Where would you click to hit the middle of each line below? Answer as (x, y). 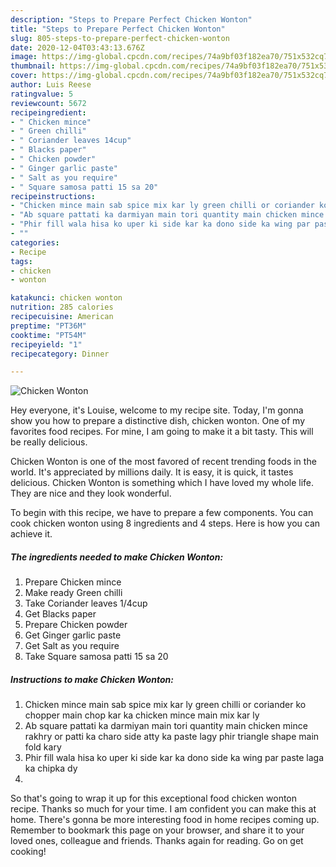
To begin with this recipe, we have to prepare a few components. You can (162, 513)
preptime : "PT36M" (48, 326)
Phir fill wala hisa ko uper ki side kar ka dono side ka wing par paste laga (174, 758)
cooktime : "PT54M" (48, 335)
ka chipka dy (51, 768)
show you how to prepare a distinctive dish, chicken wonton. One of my (158, 421)
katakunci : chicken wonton (66, 298)
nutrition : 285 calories (62, 307)
